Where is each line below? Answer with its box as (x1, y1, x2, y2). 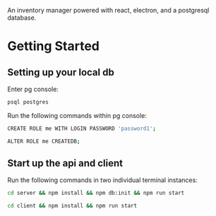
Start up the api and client (7, 157, 124, 169)
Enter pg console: (7, 85, 59, 93)
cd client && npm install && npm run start (7, 203, 138, 210)
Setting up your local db (7, 66, 114, 78)
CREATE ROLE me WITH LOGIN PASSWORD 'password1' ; (7, 125, 157, 132)
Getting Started (7, 38, 100, 54)
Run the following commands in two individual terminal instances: (7, 176, 198, 184)
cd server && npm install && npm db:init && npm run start (7, 190, 185, 197)
